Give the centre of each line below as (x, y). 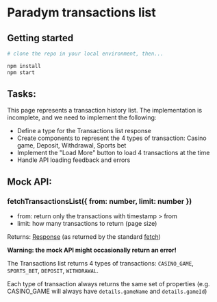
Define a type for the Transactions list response (84, 131)
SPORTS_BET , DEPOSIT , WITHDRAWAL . (53, 271)
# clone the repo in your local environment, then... (86, 54)
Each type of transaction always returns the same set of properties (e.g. (108, 284)
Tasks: (22, 94)
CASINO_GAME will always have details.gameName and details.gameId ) (107, 291)
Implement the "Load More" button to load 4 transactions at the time (113, 153)
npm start (21, 72)
